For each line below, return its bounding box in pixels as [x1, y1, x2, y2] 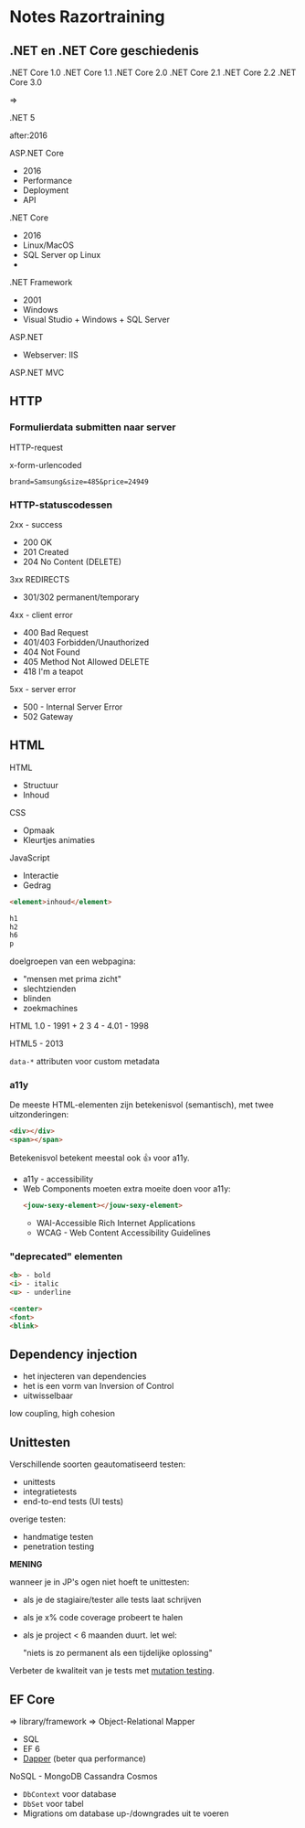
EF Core [9, 1692, 56, 1707]
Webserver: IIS [22, 349, 79, 360]
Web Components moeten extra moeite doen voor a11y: [22, 1183, 231, 1194]
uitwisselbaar [22, 1390, 74, 1401]
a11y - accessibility [22, 1173, 94, 1185]
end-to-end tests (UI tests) [22, 1496, 124, 1507]
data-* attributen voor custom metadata [9, 1056, 160, 1067]
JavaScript [9, 852, 50, 863]
